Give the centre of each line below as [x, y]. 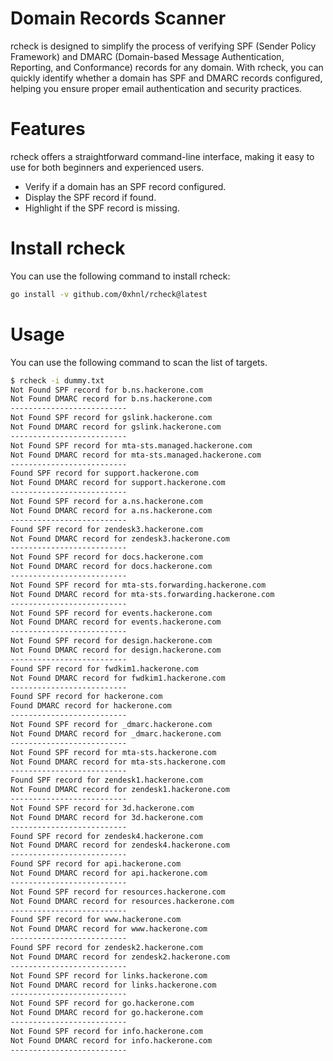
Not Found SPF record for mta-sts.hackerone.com [113, 752]
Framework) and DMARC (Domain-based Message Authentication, [147, 56]
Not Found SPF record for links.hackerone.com [109, 975]
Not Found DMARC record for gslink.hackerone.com [116, 427]
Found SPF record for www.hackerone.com [96, 920]
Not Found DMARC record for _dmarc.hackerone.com [116, 733]
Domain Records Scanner [118, 18]
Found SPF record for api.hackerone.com [96, 864]
